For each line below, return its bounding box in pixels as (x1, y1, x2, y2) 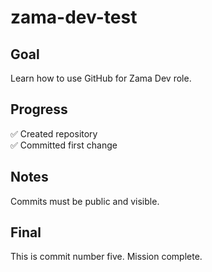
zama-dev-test (10, 6, 138, 29)
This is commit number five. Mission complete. (10, 251, 203, 263)
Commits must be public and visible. (10, 195, 160, 207)
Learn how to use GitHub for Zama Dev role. (10, 72, 192, 84)
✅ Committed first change (10, 139, 118, 151)
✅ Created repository (10, 127, 98, 140)
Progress (10, 101, 68, 118)
